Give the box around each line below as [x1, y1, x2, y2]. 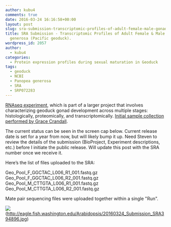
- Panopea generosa [10, 78, 51, 83]
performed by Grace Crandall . [5, 118, 68, 124]
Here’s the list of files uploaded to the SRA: [5, 159, 95, 165]
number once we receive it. [5, 150, 63, 156]
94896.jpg [5, 216, 27, 222]
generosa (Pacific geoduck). [10, 36, 72, 41]
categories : [5, 54, 31, 60]
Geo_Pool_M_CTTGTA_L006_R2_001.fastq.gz [5, 185, 100, 191]
